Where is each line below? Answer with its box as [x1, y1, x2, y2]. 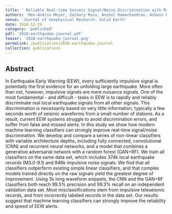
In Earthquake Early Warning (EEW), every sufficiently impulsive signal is [5, 78, 158, 84]
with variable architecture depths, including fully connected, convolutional [5, 138, 162, 144]
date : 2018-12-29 [5, 22, 42, 27]
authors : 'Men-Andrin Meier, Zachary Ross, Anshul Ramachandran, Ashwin [5, 12, 164, 17]
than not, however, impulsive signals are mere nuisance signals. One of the [5, 89, 163, 95]
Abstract [5, 65, 34, 73]
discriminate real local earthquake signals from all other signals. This [5, 100, 150, 106]
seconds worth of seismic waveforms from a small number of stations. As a [5, 111, 165, 117]
